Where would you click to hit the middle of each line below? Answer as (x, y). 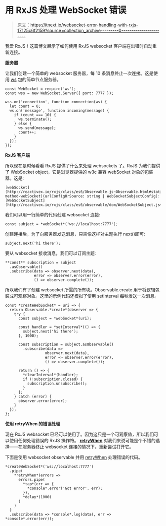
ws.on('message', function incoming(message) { (60, 110)
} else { (23, 124)
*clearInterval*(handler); (51, 375)
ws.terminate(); (35, 119)
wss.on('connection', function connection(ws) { (56, 102)
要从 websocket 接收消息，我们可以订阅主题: (51, 253)
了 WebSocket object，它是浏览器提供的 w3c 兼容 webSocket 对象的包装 (79, 172)
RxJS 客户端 (18, 155)
